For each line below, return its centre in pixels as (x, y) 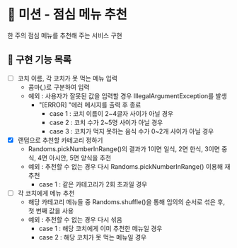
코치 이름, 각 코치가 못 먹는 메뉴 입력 (68, 78)
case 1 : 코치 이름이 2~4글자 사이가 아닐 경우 (111, 113)
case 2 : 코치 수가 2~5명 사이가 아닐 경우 (106, 122)
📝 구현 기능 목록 (40, 60)
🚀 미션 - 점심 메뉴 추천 (67, 14)
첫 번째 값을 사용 (51, 211)
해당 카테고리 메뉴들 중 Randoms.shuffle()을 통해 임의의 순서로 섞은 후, (126, 201)
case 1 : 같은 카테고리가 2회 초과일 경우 (93, 184)
